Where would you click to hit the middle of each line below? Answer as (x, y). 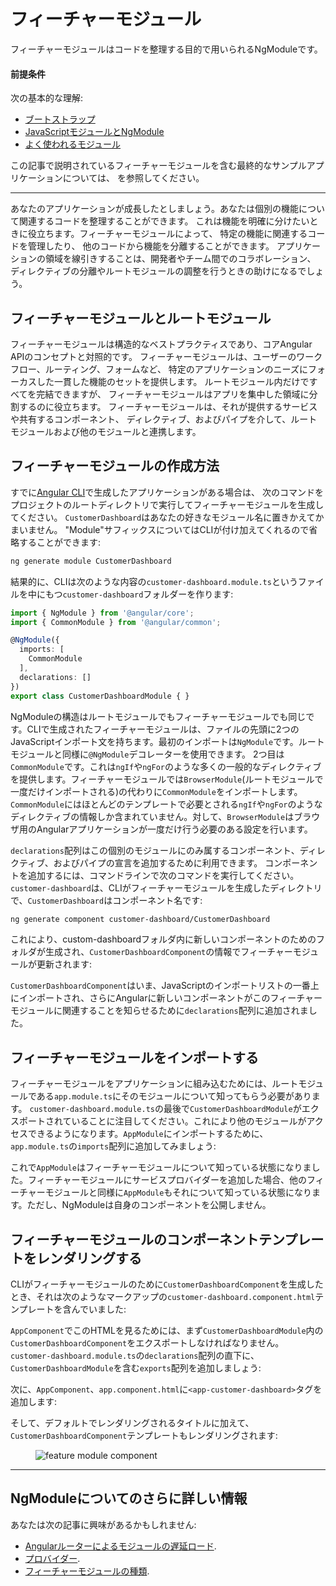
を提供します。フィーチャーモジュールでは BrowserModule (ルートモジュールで (167, 779)
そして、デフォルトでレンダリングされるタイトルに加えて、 (132, 1423)
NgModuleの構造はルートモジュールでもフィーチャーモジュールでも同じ (158, 716)
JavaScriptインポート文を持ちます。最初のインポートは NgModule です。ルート (167, 741)
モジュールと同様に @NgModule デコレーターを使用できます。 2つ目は (147, 754)
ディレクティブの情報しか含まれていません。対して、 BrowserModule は (152, 816)
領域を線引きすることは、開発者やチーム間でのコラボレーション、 (180, 259)
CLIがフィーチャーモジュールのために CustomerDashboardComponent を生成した (167, 1284)
